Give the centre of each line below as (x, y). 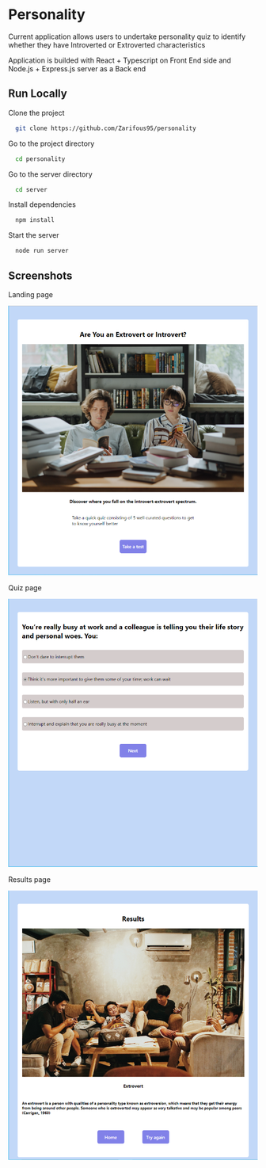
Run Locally (38, 94)
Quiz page (25, 587)
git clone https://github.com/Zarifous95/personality (106, 128)
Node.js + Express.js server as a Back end (77, 68)
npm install (35, 220)
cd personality (40, 159)
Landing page (31, 294)
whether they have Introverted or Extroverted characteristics (107, 44)
